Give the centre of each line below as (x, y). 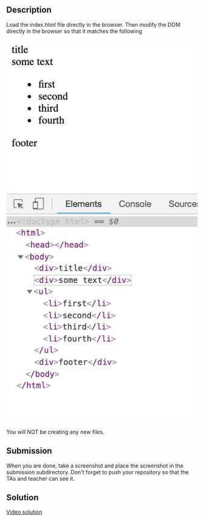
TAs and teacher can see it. (40, 478)
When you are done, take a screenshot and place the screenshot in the (95, 465)
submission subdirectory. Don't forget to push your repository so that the (98, 472)
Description (29, 10)
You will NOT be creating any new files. (55, 432)
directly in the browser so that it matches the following (74, 31)
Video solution (24, 512)
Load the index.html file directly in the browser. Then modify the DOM (93, 24)
